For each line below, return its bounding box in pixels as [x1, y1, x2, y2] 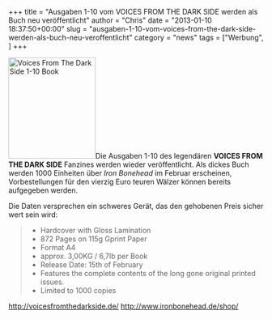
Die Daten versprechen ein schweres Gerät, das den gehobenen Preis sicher [8, 202, 264, 211]
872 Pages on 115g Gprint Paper [40, 234, 147, 244]
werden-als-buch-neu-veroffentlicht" [8, 32, 133, 42]
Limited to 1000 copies [40, 286, 117, 295]
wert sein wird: [8, 210, 58, 219]
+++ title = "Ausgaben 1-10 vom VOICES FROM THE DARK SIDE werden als [8, 7, 258, 16]
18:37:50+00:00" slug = [8, 24, 87, 33]
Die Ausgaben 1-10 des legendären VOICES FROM [96, 151, 263, 160]
